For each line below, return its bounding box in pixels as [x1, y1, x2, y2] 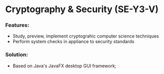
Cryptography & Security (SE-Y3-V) [5, 4, 159, 15]
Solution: [5, 51, 28, 58]
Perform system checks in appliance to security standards [12, 39, 135, 45]
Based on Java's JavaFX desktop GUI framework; [12, 62, 116, 69]
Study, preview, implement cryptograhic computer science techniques [12, 33, 159, 39]
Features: [5, 22, 29, 29]
